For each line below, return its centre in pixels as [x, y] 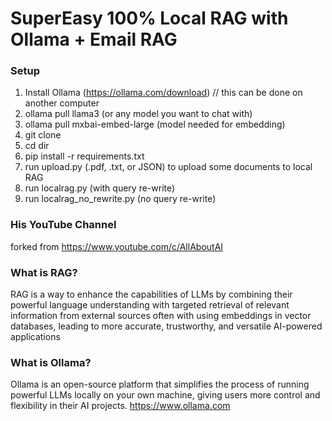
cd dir [37, 146]
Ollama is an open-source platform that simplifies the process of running [160, 384]
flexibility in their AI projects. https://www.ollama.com [120, 406]
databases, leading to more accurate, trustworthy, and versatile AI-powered [166, 326]
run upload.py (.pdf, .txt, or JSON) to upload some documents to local [168, 167]
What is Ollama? [51, 362]
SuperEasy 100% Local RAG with [149, 18]
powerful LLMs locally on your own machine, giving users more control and [165, 395]
